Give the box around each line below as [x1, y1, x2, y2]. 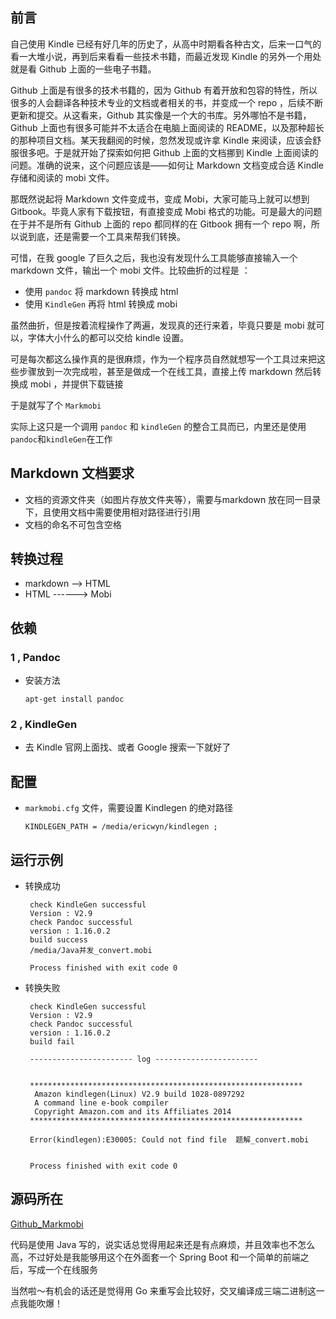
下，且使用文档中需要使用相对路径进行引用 [24, 506, 201, 518]
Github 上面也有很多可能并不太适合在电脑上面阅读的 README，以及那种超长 [10, 121, 325, 133]
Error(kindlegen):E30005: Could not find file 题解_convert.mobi [29, 1135, 310, 1145]
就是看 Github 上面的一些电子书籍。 [10, 63, 157, 75]
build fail [29, 1037, 75, 1047]
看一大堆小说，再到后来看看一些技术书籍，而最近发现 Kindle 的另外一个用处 [10, 50, 322, 62]
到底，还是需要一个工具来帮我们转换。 [27, 230, 186, 242]
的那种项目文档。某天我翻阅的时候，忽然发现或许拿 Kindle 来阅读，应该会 [10, 134, 313, 146]
